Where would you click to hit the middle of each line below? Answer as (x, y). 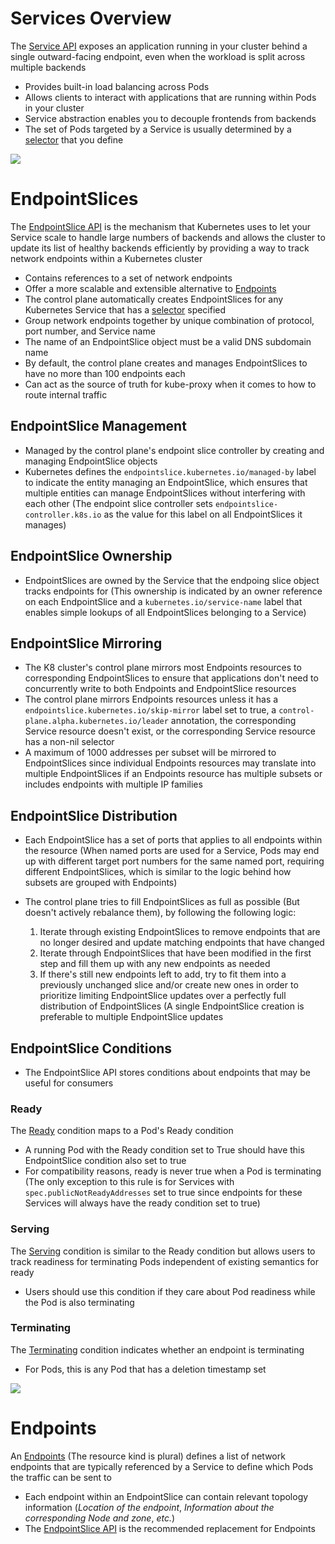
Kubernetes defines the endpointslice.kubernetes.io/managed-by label (170, 471)
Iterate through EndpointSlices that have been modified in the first (175, 953)
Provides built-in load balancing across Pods (117, 86)
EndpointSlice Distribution (94, 815)
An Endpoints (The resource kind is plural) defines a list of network (148, 1456)
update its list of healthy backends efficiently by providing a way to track (160, 248)
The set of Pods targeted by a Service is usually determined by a (158, 129)
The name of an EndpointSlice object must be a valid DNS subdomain (168, 341)
